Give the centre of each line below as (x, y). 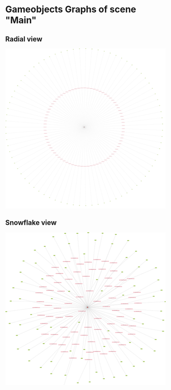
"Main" (21, 20)
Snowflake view (31, 223)
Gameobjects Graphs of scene (71, 9)
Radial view (24, 39)
